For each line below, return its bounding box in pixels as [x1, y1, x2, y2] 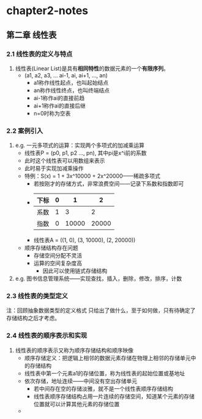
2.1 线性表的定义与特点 [6, 50, 73, 58]
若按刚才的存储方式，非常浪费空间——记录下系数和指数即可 [33, 180, 184, 187]
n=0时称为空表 [33, 109, 71, 117]
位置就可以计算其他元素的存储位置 [33, 400, 120, 407]
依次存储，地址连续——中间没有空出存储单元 [24, 377, 138, 385]
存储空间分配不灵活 [33, 252, 83, 259]
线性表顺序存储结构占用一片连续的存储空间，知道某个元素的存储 [33, 393, 195, 400]
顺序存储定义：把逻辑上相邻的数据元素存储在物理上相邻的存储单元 [24, 354, 191, 361]
